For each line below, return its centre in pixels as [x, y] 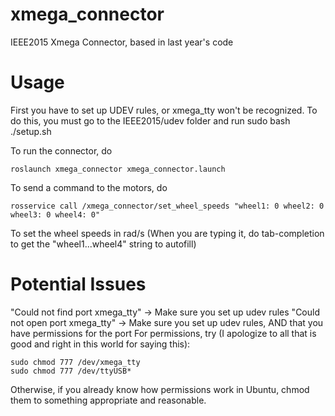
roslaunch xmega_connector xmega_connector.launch [118, 169]
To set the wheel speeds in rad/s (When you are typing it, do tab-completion [167, 233]
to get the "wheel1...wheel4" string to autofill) [103, 244]
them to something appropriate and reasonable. [108, 400]
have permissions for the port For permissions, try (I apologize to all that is [163, 333]
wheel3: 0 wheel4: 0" [55, 214]
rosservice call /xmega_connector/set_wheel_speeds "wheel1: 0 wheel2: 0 [167, 206]
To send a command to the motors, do [89, 187]
